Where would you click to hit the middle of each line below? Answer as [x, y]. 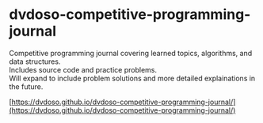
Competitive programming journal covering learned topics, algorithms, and [131, 53]
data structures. [35, 61]
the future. [26, 86]
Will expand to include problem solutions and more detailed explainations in [132, 78]
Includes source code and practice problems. [83, 69]
